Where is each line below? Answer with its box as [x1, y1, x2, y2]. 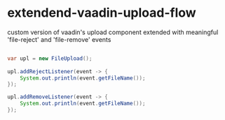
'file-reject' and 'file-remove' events [7, 35, 111, 43]
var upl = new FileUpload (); [7, 54, 93, 62]
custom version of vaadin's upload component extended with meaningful [7, 28, 219, 36]
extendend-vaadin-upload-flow [7, 5, 196, 21]
